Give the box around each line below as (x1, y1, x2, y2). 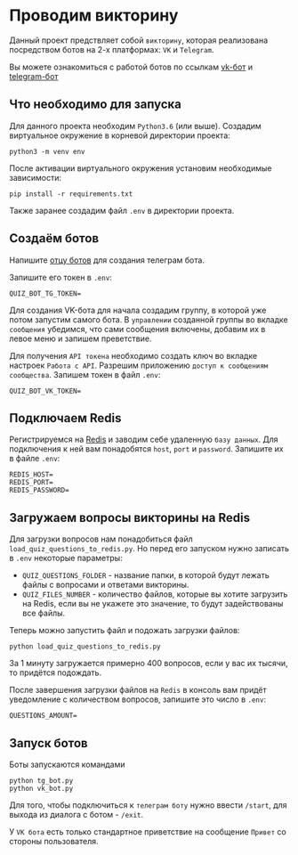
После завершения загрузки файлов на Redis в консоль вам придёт (9, 685, 267, 696)
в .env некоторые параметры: (9, 553, 123, 564)
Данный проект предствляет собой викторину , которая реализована (9, 35, 269, 45)
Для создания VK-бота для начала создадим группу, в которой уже (9, 305, 267, 315)
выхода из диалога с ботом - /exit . (9, 810, 144, 819)
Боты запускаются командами (9, 759, 126, 769)
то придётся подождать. (9, 667, 102, 678)
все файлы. (21, 607, 66, 619)
